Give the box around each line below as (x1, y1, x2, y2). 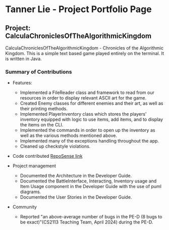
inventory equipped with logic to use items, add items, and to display (20, 116, 163, 122)
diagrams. (20, 189, 41, 195)
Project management (12, 163, 57, 169)
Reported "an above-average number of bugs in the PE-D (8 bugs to (20, 214, 162, 220)
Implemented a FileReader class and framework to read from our (20, 89, 155, 96)
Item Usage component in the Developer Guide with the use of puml (20, 183, 161, 190)
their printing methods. (20, 106, 68, 112)
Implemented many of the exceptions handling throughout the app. (20, 138, 159, 144)
